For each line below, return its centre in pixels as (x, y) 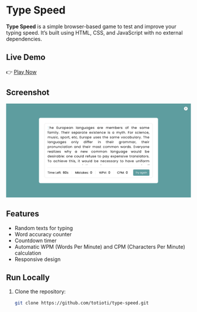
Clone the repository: (40, 291)
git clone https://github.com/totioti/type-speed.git (81, 303)
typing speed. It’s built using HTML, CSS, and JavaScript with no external (94, 32)
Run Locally (28, 277)
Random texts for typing (44, 228)
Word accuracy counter (43, 234)
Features (23, 214)
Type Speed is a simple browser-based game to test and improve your (91, 26)
